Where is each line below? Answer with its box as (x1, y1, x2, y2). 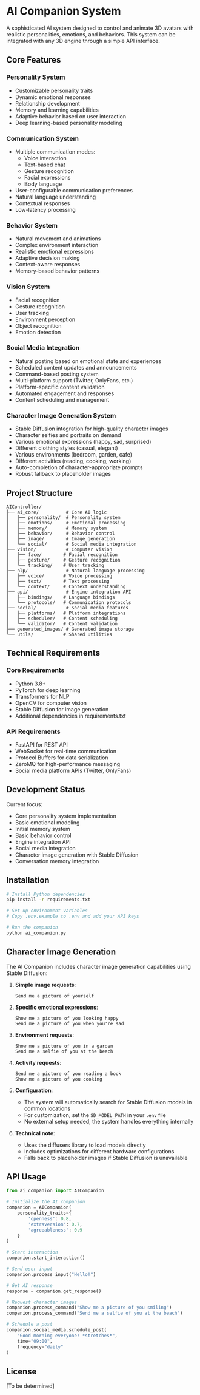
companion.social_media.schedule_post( (6, 1327, 107, 1333)
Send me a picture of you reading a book (15, 1070, 121, 1077)
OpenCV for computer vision (15, 699, 87, 707)
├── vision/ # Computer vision (6, 546, 113, 552)
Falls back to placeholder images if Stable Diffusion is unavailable (24, 1154, 188, 1161)
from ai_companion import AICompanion (6, 1188, 104, 1194)
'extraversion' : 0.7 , (28, 1221, 83, 1227)
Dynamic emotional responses (15, 93, 91, 101)
